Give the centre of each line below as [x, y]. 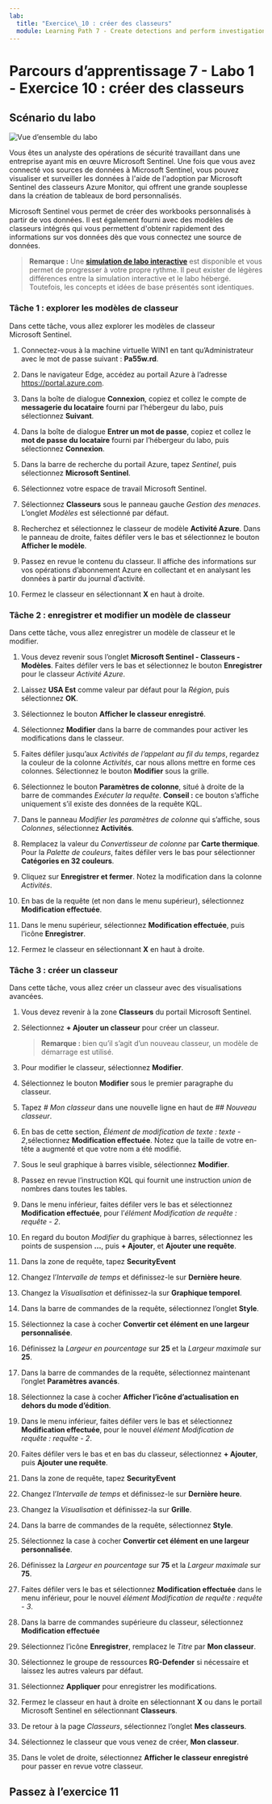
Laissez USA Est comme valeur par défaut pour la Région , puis [125, 689]
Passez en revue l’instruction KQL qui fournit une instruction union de [136, 1180]
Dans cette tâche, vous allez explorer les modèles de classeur [112, 326]
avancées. [26, 997]
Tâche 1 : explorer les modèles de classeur [94, 308]
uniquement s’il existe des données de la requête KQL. [111, 803]
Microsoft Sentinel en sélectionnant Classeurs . [99, 1711]
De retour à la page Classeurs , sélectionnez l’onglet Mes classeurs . [134, 1726]
